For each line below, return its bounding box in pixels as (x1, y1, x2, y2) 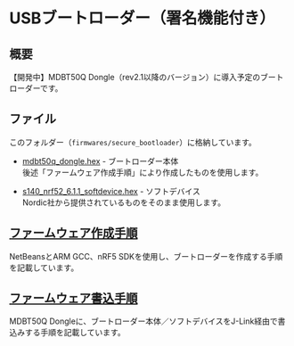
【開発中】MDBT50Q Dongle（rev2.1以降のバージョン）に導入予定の (9, 72, 261, 82)
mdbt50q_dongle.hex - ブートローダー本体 (21, 155, 179, 166)
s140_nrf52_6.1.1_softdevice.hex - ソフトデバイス (21, 185, 200, 196)
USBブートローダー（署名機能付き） (9, 8, 276, 29)
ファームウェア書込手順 (9, 291, 138, 306)
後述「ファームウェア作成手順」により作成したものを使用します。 (21, 167, 264, 177)
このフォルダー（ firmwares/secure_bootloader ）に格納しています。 (9, 136, 257, 147)
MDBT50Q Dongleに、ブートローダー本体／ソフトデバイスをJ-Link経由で (9, 316, 278, 326)
